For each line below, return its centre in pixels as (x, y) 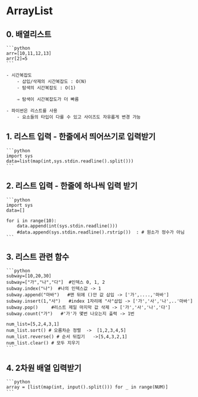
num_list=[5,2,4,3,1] (33, 324)
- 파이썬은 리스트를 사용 (32, 111)
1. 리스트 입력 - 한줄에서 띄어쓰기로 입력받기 (81, 137)
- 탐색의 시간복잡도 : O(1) (46, 88)
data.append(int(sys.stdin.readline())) (67, 226)
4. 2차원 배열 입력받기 (44, 368)
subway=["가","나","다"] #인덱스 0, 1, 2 (56, 283)
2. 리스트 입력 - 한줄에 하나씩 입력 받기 (72, 186)
